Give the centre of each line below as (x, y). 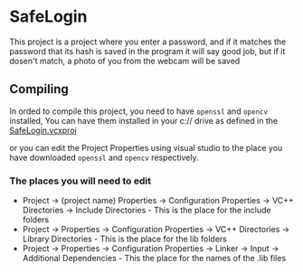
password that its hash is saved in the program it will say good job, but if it (147, 51)
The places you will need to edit (80, 181)
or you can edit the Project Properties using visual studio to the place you (146, 147)
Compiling (39, 89)
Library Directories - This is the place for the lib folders (125, 239)
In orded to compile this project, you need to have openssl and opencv (139, 111)
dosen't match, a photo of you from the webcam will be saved (125, 61)
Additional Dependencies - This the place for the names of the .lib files (154, 258)
